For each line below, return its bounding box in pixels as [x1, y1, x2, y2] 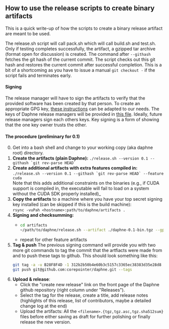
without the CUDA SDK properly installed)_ [12, 191, 102, 197]
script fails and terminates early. [5, 72, 72, 78]
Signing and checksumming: [12, 212, 74, 218]
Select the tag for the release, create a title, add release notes [20, 292, 148, 298]
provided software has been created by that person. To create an [5, 101, 140, 107]
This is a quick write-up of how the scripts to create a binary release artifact [5, 25, 162, 31]
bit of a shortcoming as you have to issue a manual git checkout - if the [5, 67, 155, 73]
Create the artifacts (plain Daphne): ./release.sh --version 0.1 [12, 155, 148, 161]
